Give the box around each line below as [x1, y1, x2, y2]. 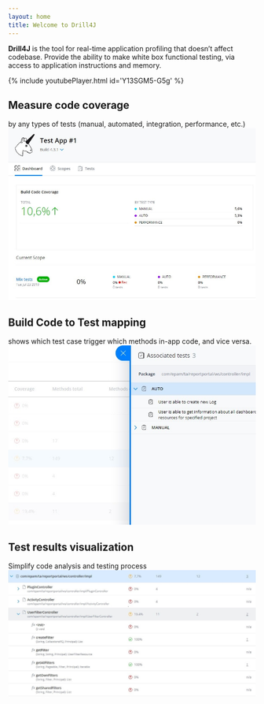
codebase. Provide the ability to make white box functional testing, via [8, 52, 236, 61]
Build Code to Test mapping [8, 315, 147, 329]
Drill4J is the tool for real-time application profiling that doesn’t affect [8, 43, 233, 53]
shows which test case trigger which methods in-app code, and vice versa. [8, 337, 252, 346]
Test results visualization [8, 540, 134, 553]
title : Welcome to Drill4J [8, 20, 97, 29]
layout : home [8, 13, 51, 20]
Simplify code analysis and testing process [8, 561, 147, 571]
